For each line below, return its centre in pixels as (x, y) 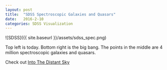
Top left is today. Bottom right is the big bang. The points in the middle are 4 (84, 47)
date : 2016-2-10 (24, 19)
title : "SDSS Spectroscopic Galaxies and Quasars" (60, 14)
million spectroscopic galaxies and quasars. (51, 53)
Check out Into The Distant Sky (37, 62)
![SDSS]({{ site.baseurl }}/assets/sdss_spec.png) (56, 38)
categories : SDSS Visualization (39, 24)
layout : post (19, 10)
